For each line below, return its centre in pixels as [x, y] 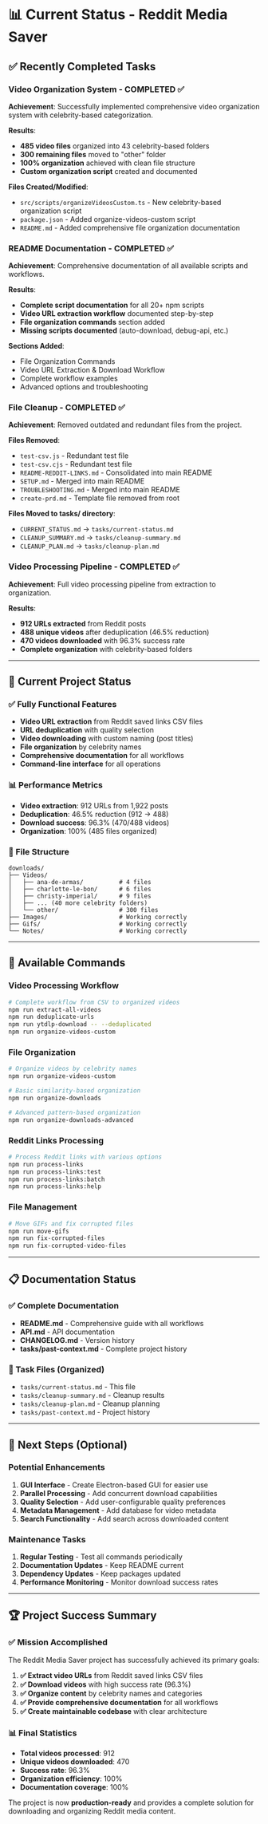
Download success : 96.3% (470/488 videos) [95, 823]
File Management [43, 1207]
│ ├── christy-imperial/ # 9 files [80, 896]
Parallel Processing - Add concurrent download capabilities [118, 1493]
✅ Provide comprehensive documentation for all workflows [119, 1702]
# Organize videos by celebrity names [73, 1069]
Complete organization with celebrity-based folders [106, 649]
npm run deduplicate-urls [51, 1017]
